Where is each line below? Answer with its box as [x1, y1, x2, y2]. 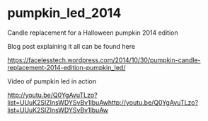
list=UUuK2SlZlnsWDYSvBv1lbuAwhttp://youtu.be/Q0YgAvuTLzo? [7, 98, 199, 107]
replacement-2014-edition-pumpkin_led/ [7, 63, 126, 71]
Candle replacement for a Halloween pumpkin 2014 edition [7, 28, 178, 37]
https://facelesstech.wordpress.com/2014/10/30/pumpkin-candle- [7, 55, 201, 64]
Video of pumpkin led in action [7, 76, 97, 86]
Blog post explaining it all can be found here [7, 42, 136, 50]
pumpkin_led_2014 [7, 5, 122, 21]
